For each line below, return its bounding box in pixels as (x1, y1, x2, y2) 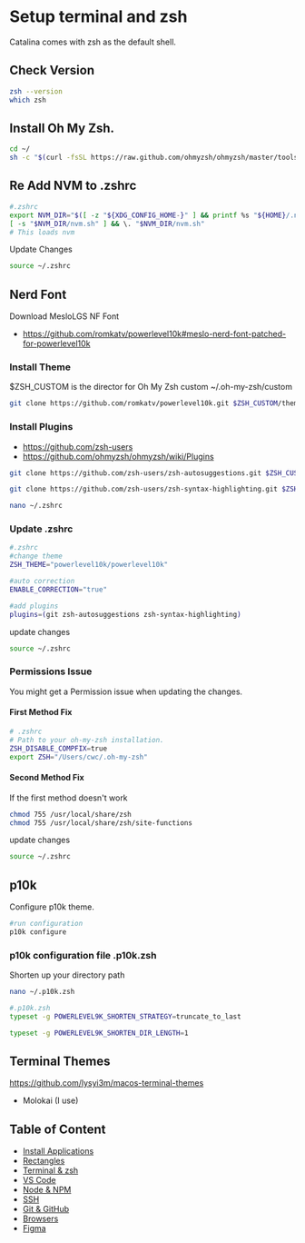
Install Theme (9, 361, 71, 373)
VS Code (22, 1175, 56, 1186)
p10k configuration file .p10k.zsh (9, 949, 157, 961)
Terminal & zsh (22, 1165, 79, 1176)
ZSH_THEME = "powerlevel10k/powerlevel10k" (9, 561, 169, 570)
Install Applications (22, 1146, 94, 1157)
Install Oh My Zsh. (9, 120, 115, 135)
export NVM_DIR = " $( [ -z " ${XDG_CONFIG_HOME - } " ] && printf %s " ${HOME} (9, 211, 287, 220)
